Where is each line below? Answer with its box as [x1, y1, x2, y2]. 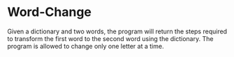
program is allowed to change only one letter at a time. [7, 42, 164, 50]
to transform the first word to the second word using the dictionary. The [7, 34, 214, 42]
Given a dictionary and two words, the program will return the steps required [7, 27, 228, 35]
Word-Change [7, 4, 92, 20]
